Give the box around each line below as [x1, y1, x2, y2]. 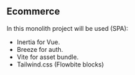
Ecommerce [6, 6, 60, 18]
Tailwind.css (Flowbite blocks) [16, 60, 104, 69]
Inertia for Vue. [16, 38, 60, 46]
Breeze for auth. [16, 45, 64, 53]
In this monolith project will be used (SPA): [6, 24, 129, 32]
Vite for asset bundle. [16, 53, 79, 61]
